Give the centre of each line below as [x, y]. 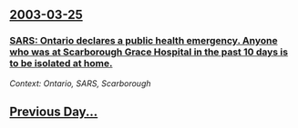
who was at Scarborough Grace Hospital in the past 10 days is [149, 52]
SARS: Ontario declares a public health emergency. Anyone [144, 41]
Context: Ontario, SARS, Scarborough [81, 83]
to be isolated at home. [61, 64]
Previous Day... [54, 112]
